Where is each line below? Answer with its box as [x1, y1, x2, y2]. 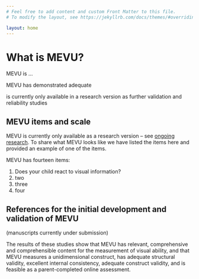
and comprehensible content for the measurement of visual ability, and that [6, 247, 190, 254]
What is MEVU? [6, 50, 84, 64]
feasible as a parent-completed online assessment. [6, 265, 131, 273]
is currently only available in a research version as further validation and [6, 93, 182, 100]
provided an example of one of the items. [6, 145, 107, 152]
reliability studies [6, 99, 48, 107]
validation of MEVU [6, 213, 79, 223]
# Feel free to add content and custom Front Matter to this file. [6, 8, 176, 15]
